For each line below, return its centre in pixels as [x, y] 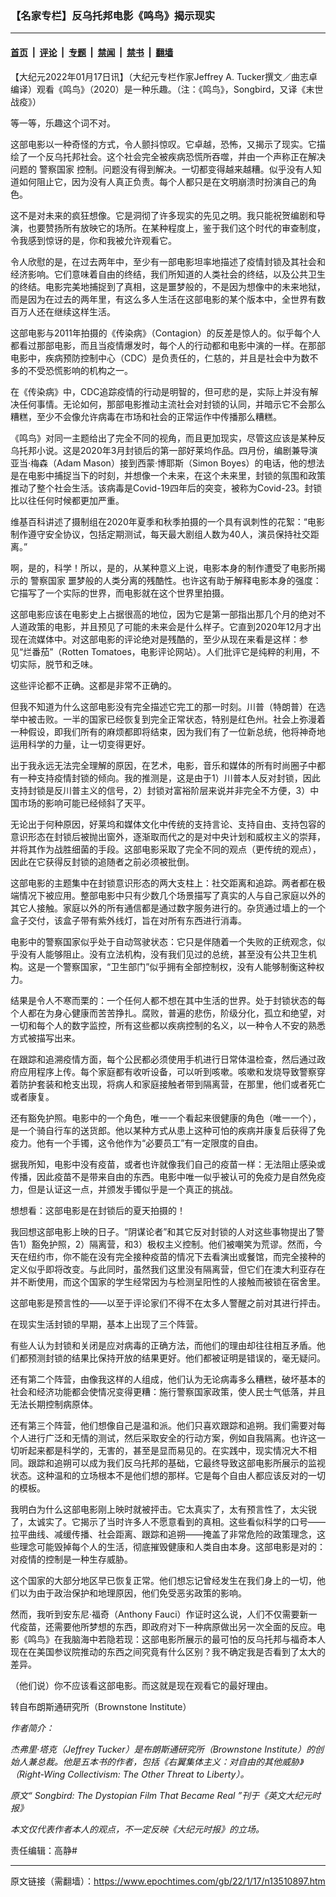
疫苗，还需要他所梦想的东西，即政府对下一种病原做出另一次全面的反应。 [167, 1626]
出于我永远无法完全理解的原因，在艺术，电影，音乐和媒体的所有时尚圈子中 [163, 765]
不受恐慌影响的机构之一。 [80, 370]
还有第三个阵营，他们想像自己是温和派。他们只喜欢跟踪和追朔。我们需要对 [163, 1425]
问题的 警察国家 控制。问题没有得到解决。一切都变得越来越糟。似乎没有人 [161, 169]
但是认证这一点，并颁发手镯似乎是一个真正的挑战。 [132, 1189]
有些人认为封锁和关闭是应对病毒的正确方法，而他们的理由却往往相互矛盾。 [163, 1345]
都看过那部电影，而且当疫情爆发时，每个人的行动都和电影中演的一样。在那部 [168, 345]
